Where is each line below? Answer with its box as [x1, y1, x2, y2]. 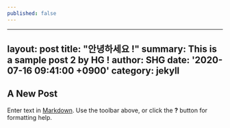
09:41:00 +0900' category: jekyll [34, 65, 180, 77]
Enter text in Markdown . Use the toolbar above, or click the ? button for [7, 106, 207, 114]
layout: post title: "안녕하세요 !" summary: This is [7, 44, 217, 55]
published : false [7, 10, 57, 17]
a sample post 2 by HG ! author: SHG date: [7, 54, 190, 66]
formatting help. [7, 113, 53, 121]
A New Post [7, 88, 58, 99]
